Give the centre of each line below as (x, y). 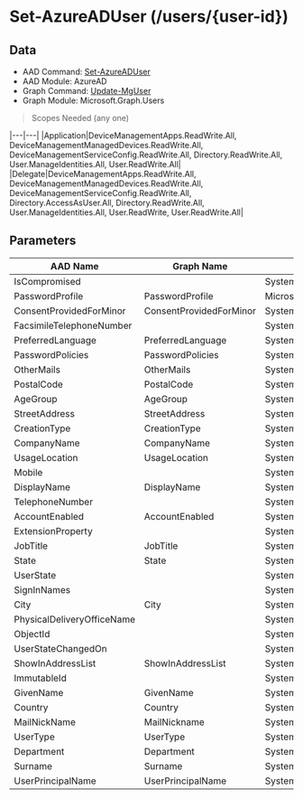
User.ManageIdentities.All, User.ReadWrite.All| (96, 164)
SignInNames (42, 589)
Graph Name (200, 266)
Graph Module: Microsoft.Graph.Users (93, 100)
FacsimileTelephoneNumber (73, 325)
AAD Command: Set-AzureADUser (87, 71)
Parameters (43, 241)
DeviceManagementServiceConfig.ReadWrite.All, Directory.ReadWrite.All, (146, 155)
